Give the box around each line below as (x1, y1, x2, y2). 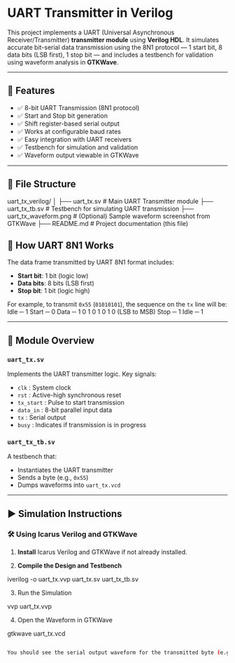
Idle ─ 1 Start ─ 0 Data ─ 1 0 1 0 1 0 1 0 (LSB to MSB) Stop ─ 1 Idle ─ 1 (7, 307, 204, 316)
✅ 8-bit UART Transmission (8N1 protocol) (17, 103, 140, 112)
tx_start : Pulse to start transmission (17, 399, 124, 407)
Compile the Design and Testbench (17, 561, 122, 570)
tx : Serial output (17, 413, 66, 422)
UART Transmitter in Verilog (7, 5, 173, 21)
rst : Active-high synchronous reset (17, 391, 122, 399)
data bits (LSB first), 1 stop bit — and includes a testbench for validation (7, 51, 213, 59)
